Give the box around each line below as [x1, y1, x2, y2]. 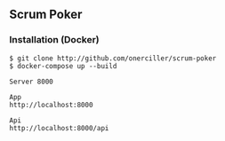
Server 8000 [9, 77, 53, 86]
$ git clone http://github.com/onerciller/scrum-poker [9, 53, 217, 63]
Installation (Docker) [9, 34, 100, 46]
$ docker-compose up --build [9, 61, 117, 70]
